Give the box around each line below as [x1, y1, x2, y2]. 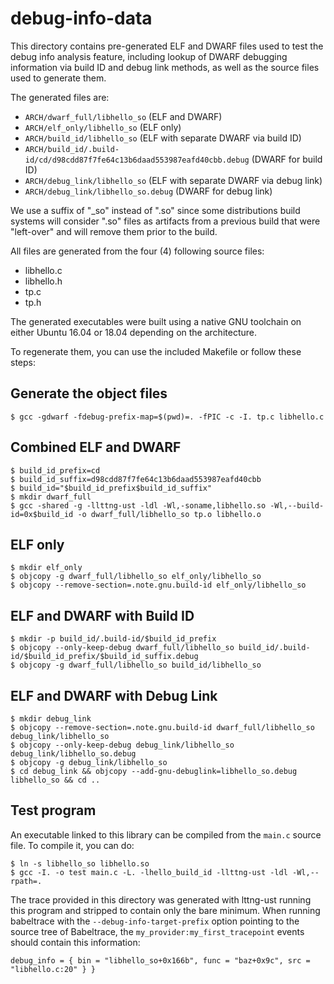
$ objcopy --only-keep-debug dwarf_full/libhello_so [10, 643, 235, 653]
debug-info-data [10, 7, 153, 30]
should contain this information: [10, 936, 141, 948]
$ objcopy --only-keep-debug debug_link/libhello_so [10, 740, 235, 750]
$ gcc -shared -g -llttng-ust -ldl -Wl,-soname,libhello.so [10, 500, 267, 511]
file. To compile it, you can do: [10, 839, 135, 851]
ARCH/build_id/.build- [24, 144, 120, 154]
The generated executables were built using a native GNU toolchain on [10, 315, 302, 327]
